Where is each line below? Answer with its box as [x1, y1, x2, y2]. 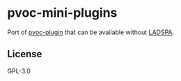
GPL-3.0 [7, 66, 31, 75]
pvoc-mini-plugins [7, 5, 118, 21]
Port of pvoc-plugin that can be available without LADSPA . [7, 28, 175, 36]
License [7, 48, 42, 60]
